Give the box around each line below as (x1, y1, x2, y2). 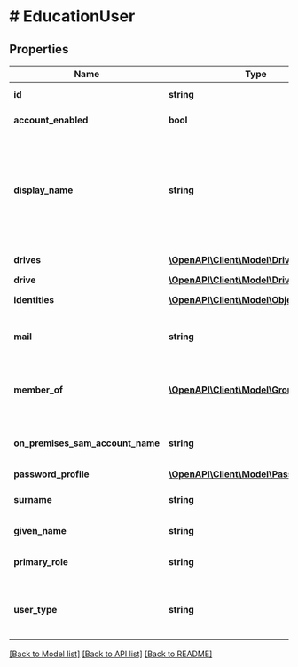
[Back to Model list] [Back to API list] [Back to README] (9, 648, 213, 659)
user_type (13, 604, 58, 615)
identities (13, 294, 55, 306)
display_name (13, 184, 74, 196)
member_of (13, 384, 64, 396)
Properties (9, 42, 69, 57)
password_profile (13, 468, 90, 480)
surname (13, 494, 52, 505)
